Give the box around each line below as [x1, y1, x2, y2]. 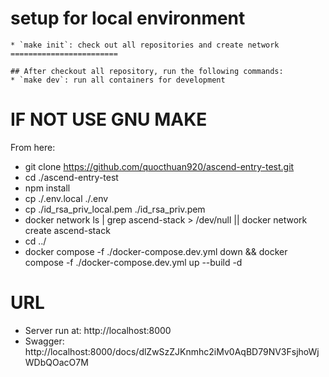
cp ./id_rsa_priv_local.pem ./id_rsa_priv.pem [24, 203, 206, 215]
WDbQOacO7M [24, 356, 89, 368]
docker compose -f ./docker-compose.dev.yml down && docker [24, 245, 288, 257]
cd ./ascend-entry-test [24, 171, 119, 183]
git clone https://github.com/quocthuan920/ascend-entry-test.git [24, 160, 295, 172]
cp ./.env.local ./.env [24, 192, 109, 204]
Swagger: [24, 335, 65, 347]
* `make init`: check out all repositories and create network [10, 40, 280, 50]
